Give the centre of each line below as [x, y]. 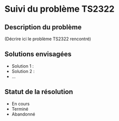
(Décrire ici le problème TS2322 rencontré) [48, 39]
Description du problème [43, 27]
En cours [20, 103]
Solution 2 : [23, 71]
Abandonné [23, 114]
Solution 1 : [23, 66]
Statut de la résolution [39, 92]
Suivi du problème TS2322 [60, 9]
